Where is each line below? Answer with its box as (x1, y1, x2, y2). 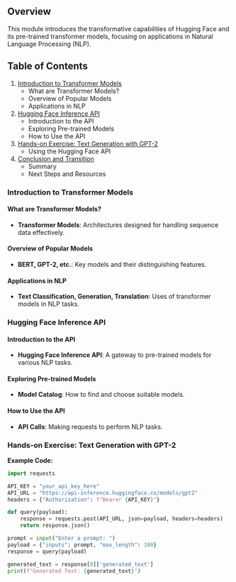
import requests (7, 470, 55, 477)
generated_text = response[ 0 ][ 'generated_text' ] (7, 561, 154, 568)
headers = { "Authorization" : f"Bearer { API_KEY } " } (7, 496, 160, 503)
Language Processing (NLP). (7, 39, 91, 48)
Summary (28, 162, 57, 170)
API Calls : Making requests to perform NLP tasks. (17, 422, 163, 431)
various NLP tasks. (17, 358, 73, 367)
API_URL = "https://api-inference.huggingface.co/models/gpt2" (7, 489, 198, 496)
